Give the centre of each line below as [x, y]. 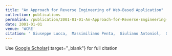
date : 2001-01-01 [24, 24]
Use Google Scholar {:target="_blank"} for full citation [61, 48]
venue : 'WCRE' [20, 29]
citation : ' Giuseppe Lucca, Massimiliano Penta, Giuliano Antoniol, [83, 34]
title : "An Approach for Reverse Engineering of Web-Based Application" [84, 10]
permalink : [17, 19]
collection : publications [33, 15]
